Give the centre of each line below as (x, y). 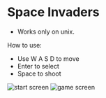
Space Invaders (53, 12)
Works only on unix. (46, 31)
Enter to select (38, 66)
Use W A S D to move (48, 58)
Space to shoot (39, 73)
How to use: (24, 45)
